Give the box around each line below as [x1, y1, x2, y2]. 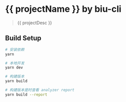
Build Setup [5, 34, 42, 42]
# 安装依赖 [5, 47, 25, 52]
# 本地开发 [5, 61, 25, 66]
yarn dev [5, 65, 23, 70]
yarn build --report [5, 92, 48, 97]
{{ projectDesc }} [17, 20, 52, 26]
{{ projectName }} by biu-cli [5, 3, 122, 15]
